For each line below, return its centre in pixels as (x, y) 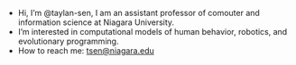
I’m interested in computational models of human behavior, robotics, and (153, 32)
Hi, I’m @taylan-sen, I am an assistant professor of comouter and (139, 13)
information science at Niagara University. (96, 22)
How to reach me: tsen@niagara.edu (86, 51)
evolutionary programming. (68, 41)
